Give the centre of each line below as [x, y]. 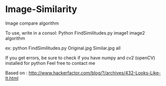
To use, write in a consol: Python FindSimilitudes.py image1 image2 [75, 33]
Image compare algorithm [32, 23]
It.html [12, 78]
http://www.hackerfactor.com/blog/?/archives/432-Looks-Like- [95, 73]
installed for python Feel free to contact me [50, 63]
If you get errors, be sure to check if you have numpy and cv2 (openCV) [80, 58]
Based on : [16, 73]
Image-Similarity [41, 9]
